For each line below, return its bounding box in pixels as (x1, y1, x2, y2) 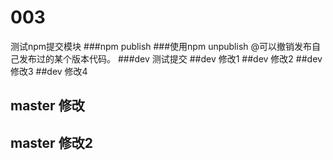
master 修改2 (10, 134, 93, 151)
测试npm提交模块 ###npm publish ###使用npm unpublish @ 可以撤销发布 (10, 40, 313, 52)
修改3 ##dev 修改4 (10, 65, 88, 77)
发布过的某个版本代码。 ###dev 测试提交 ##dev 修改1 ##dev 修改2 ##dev (18, 52, 323, 65)
